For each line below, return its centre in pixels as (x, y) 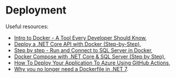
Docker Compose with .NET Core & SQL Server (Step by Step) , (90, 56)
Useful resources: (27, 26)
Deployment (36, 10)
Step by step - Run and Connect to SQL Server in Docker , (83, 50)
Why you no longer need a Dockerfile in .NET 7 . (71, 69)
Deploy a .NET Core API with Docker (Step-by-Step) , (77, 44)
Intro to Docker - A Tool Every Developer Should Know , (80, 38)
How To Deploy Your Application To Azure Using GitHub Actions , (92, 63)
